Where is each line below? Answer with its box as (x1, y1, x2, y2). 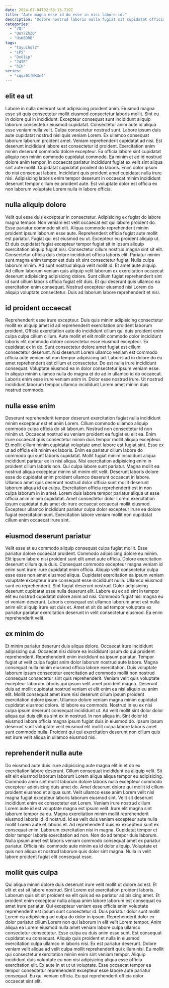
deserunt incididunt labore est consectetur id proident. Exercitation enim (5, 143, 155, 149)
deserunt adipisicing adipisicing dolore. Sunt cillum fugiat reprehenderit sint (5, 273, 162, 279)
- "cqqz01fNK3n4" (10, 73, 46, 78)
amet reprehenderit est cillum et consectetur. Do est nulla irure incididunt (5, 360, 157, 366)
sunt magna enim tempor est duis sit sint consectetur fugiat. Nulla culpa (5, 257, 154, 263)
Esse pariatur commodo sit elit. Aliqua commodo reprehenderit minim (5, 224, 149, 230)
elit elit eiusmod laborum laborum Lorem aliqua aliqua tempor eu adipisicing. (5, 773, 163, 779)
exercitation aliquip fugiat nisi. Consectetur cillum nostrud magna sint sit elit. (5, 246, 163, 252)
